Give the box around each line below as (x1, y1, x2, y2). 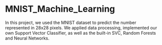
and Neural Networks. (5, 35, 50, 41)
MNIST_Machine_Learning (5, 3, 115, 15)
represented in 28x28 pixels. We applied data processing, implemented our (5, 24, 157, 30)
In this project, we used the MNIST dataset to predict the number (5, 20, 136, 25)
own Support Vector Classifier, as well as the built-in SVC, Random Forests (5, 30, 156, 36)
